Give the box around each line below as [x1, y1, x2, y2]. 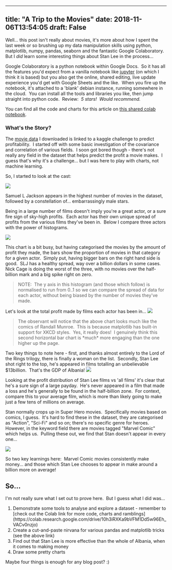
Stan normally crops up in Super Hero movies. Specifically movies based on [5, 409, 167, 415]
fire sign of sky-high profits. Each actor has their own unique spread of [5, 214, 156, 220]
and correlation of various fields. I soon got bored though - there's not [5, 147, 155, 153]
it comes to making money [12, 543, 69, 549]
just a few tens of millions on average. [5, 399, 85, 405]
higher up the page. [17, 340, 60, 346]
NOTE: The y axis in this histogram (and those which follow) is [17, 281, 150, 288]
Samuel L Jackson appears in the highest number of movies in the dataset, [5, 193, 163, 199]
